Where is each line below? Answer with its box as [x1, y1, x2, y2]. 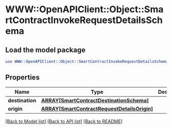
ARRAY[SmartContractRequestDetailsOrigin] [41, 105, 154, 112]
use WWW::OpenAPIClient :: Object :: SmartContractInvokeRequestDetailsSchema [5, 59, 168, 64]
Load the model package [5, 45, 86, 54]
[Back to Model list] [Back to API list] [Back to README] [5, 118, 123, 124]
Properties [5, 73, 40, 82]
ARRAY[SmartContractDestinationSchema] [41, 97, 149, 104]
